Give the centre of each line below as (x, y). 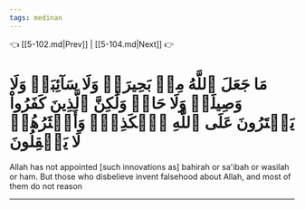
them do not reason (46, 185)
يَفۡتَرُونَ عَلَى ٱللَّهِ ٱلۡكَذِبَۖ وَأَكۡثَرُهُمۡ (152, 122)
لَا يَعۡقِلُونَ (45, 142)
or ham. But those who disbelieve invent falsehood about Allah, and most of (150, 176)
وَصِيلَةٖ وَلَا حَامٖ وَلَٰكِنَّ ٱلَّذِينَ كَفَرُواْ (126, 103)
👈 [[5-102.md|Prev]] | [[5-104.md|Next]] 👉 (92, 44)
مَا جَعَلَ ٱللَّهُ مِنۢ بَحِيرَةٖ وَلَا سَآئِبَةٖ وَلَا (138, 84)
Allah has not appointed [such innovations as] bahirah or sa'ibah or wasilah (149, 166)
